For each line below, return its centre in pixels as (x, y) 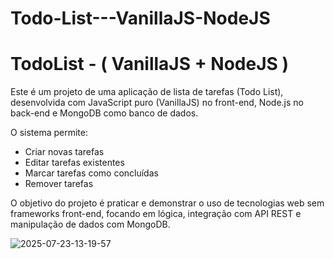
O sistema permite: (49, 133)
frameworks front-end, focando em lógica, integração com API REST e (156, 214)
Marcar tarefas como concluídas (91, 173)
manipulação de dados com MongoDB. (90, 224)
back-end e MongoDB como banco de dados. (104, 113)
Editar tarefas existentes (74, 163)
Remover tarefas (59, 184)
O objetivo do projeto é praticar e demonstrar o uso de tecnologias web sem (167, 203)
